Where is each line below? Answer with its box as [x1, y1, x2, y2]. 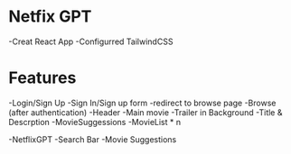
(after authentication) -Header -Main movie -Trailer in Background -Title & [8, 106, 283, 118]
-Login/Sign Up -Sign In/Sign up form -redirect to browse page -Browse [8, 97, 277, 108]
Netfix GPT [8, 6, 92, 27]
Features [8, 68, 77, 88]
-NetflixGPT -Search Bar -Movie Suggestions [8, 133, 177, 145]
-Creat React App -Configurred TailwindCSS [8, 36, 174, 47]
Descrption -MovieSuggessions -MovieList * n [8, 116, 182, 127]
